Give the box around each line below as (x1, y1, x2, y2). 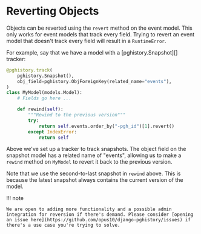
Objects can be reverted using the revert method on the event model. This (6, 24, 193, 32)
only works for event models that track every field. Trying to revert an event (6, 30, 195, 38)
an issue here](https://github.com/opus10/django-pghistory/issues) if (6, 217, 191, 223)
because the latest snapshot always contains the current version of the (6, 176, 183, 184)
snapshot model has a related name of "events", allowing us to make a (6, 152, 182, 159)
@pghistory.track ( (6, 67, 53, 73)
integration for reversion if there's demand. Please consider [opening (6, 212, 194, 218)
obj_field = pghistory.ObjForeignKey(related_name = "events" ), (17, 78, 172, 84)
